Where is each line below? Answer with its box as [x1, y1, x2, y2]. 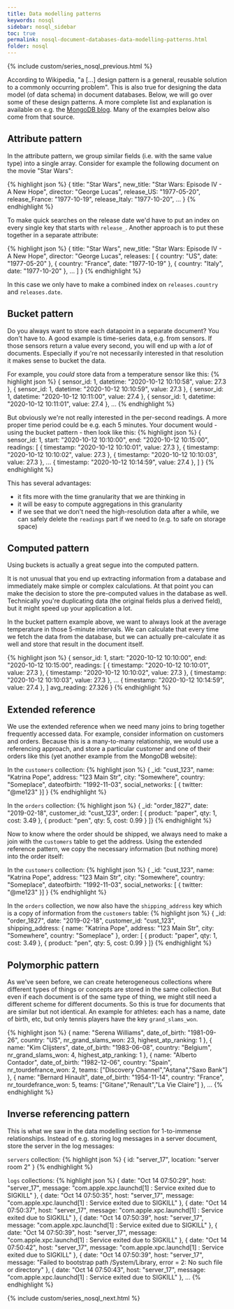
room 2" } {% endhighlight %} [7, 1163, 93, 1171]
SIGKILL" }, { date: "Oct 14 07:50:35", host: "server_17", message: [7, 1191, 194, 1199]
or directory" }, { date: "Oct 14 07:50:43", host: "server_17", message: [7, 1265, 206, 1274]
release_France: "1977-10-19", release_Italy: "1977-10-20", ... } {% [7, 195, 196, 203]
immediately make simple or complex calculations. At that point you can [7, 582, 214, 590]
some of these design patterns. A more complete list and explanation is [7, 98, 212, 106]
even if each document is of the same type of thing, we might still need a [7, 993, 217, 1001]
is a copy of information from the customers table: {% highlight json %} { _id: [7, 909, 226, 918]
